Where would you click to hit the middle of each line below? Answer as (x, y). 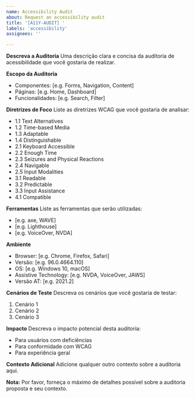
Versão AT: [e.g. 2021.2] (44, 281)
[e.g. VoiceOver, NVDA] (43, 233)
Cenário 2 (27, 311)
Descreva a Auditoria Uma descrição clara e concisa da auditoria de (90, 56)
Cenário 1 (26, 304)
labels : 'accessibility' (37, 28)
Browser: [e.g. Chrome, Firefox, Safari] (62, 256)
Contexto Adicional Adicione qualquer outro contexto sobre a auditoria (94, 365)
